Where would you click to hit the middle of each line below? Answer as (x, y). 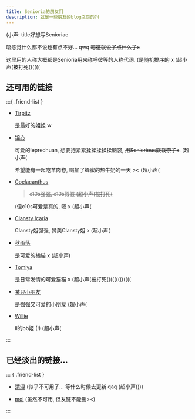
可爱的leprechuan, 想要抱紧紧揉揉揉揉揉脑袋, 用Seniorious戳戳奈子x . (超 (102, 150)
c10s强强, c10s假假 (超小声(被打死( (71, 194)
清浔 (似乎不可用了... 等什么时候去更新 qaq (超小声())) (79, 387)
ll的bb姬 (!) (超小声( (38, 328)
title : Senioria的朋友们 (35, 11)
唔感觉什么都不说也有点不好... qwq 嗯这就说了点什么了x (73, 47)
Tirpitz (22, 113)
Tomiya (23, 267)
